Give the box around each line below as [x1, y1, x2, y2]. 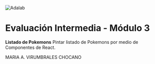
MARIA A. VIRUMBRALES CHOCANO [5, 54, 82, 60]
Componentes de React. [5, 44, 56, 50]
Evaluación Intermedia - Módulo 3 [5, 23, 150, 34]
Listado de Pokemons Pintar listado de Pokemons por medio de [5, 39, 138, 45]
